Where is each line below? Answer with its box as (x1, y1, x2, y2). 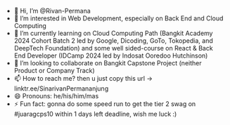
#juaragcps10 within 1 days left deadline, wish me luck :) (13, 110, 177, 118)
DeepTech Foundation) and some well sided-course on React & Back (13, 44, 213, 52)
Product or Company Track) (13, 67, 95, 74)
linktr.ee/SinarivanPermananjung (13, 84, 109, 93)
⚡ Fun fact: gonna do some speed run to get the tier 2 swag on (13, 100, 196, 108)
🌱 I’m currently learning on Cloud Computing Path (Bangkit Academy (13, 29, 213, 37)
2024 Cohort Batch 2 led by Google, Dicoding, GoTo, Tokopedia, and (13, 37, 213, 45)
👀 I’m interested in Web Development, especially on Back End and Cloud (13, 14, 224, 22)
